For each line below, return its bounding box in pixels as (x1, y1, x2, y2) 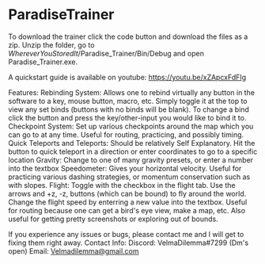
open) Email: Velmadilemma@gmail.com (8, 246, 139, 255)
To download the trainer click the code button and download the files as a (8, 32, 248, 41)
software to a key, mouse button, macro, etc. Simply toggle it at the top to (8, 96, 248, 105)
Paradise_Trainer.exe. (8, 57, 78, 67)
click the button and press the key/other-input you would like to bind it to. (8, 113, 247, 122)
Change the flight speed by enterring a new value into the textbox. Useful (8, 197, 248, 207)
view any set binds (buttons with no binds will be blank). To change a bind (8, 105, 249, 114)
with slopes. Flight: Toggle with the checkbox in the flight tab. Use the (8, 180, 236, 189)
